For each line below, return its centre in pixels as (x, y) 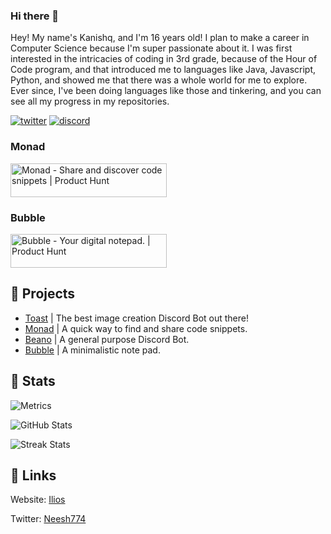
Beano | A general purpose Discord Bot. (107, 339)
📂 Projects (43, 294)
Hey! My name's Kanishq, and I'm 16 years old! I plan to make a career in (160, 38)
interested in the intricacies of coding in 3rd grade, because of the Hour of (164, 59)
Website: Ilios (38, 500)
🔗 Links (33, 475)
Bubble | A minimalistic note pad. (92, 350)
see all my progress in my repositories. (90, 101)
